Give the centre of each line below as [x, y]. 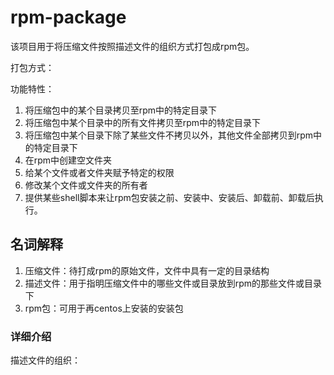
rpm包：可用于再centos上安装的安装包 [104, 308]
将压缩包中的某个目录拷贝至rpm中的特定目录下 [121, 110]
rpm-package [68, 17]
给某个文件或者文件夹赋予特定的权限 [99, 172]
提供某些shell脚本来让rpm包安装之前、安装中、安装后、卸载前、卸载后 [169, 197]
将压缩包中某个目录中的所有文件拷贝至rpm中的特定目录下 [143, 122]
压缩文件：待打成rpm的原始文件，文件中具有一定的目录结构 [147, 270]
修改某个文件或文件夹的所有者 [86, 185]
